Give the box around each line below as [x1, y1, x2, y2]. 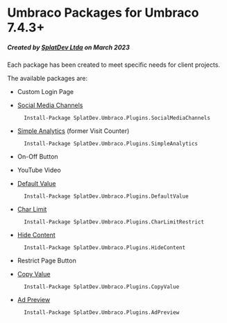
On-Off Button [17, 152, 58, 161]
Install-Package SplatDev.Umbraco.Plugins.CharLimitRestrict [24, 219, 205, 226]
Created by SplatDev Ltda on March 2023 [7, 43, 130, 52]
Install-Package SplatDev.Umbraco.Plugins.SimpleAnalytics [24, 141, 199, 148]
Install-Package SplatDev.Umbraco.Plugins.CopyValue [24, 283, 180, 290]
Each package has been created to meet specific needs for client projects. [7, 61, 221, 69]
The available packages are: [7, 74, 88, 83]
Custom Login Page [17, 88, 74, 96]
